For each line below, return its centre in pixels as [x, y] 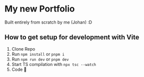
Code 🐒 [19, 69]
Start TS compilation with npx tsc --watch [54, 64]
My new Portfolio [40, 9]
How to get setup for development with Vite [72, 37]
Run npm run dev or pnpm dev [40, 59]
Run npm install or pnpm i [38, 54]
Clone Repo [23, 49]
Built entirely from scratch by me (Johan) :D [48, 22]
